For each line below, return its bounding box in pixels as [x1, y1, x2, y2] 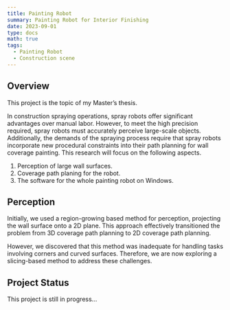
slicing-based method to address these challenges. [7, 257, 152, 265]
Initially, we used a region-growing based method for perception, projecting [7, 214, 221, 223]
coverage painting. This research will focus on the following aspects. [7, 148, 202, 157]
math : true [7, 36, 38, 43]
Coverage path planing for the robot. [16, 169, 121, 177]
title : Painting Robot [7, 10, 72, 17]
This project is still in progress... [7, 295, 97, 303]
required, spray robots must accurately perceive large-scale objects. [7, 126, 201, 135]
